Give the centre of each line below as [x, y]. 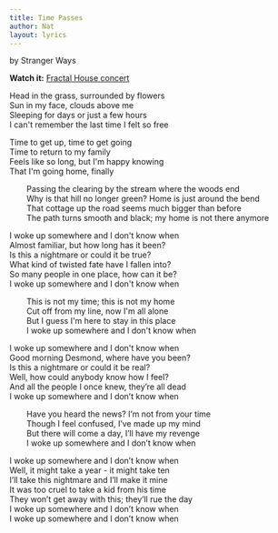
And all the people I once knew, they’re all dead [98, 387]
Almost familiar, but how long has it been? [88, 246]
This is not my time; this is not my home [101, 302]
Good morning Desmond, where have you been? [100, 358]
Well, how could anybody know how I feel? [89, 377]
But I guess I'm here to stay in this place [101, 321]
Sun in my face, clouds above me [72, 106]
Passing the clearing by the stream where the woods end [134, 189]
